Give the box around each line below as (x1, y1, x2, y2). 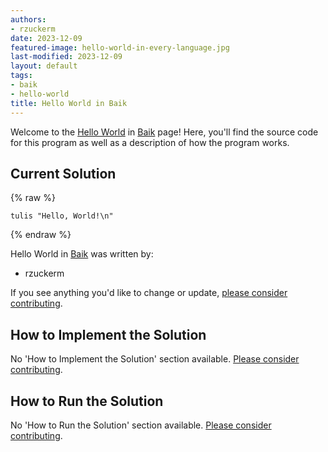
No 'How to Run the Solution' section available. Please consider (10, 419, 272, 431)
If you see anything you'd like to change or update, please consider (10, 287, 288, 299)
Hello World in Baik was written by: (10, 248, 154, 260)
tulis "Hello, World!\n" (10, 211, 114, 221)
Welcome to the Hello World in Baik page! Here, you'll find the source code (10, 126, 319, 138)
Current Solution (10, 165, 117, 182)
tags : (10, 71, 33, 81)
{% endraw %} (10, 229, 72, 241)
